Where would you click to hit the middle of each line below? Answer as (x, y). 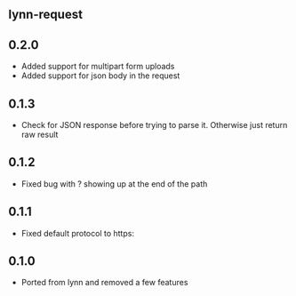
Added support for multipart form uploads (98, 67)
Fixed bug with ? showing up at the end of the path (114, 184)
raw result (40, 135)
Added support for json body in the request (100, 76)
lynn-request (46, 15)
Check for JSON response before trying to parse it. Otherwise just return (154, 125)
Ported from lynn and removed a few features (104, 283)
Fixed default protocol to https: (78, 233)
